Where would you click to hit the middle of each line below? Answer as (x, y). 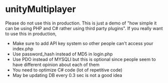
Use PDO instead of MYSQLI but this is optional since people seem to (84, 59)
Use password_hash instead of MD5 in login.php (62, 54)
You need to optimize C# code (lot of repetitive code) (67, 70)
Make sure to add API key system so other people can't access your (83, 43)
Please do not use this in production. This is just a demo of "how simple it (81, 23)
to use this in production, (31, 33)
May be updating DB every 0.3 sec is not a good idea (67, 75)
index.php (23, 48)
